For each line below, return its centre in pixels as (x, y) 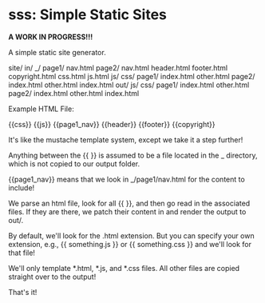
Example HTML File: (41, 109)
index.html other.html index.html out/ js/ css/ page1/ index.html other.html (129, 85)
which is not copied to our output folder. (74, 163)
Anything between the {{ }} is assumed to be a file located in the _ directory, (133, 155)
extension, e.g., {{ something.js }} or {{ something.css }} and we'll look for (130, 244)
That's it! (23, 292)
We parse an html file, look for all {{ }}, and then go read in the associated (129, 203)
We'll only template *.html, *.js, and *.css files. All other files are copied (124, 268)
